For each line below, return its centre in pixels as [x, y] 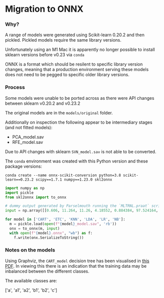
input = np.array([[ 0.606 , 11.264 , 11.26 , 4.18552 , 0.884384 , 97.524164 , [82, 211]
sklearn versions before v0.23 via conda [45, 55]
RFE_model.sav [28, 142]
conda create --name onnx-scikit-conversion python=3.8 [63, 175]
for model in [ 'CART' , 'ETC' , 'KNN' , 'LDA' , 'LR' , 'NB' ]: [65, 219]
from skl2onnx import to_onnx [36, 197]
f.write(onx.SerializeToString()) [49, 238]
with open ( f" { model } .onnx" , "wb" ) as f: [51, 233]
